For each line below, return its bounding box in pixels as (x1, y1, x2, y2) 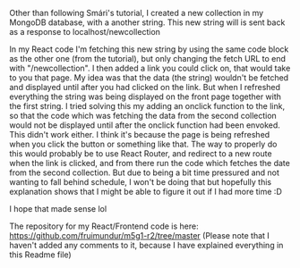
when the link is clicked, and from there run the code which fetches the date (9, 158, 291, 168)
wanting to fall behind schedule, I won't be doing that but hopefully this (9, 177, 271, 187)
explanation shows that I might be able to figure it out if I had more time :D (9, 187, 282, 197)
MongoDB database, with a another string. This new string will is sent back (9, 17, 286, 28)
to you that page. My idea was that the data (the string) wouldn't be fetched (9, 72, 289, 83)
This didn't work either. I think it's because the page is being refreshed (9, 130, 270, 139)
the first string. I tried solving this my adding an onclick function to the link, (9, 101, 285, 111)
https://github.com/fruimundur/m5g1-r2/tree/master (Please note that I (9, 230, 270, 240)
